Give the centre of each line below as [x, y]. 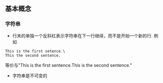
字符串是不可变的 [30, 76]
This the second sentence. [33, 55]
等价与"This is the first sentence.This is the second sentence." [69, 65]
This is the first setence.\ [35, 51]
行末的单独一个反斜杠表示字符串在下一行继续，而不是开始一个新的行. [82, 35]
